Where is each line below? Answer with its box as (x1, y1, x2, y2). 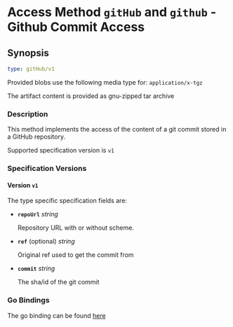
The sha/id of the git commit (17, 278, 100, 286)
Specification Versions (7, 164, 87, 174)
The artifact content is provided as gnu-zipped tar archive (7, 92, 175, 100)
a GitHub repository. (7, 132, 65, 141)
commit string (17, 264, 55, 273)
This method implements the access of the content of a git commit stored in (7, 125, 227, 134)
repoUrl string (17, 210, 58, 218)
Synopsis (7, 47, 49, 59)
